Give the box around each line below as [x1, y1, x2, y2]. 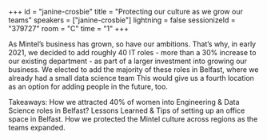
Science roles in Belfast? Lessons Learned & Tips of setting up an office [8, 106, 245, 115]
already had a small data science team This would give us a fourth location [8, 74, 254, 82]
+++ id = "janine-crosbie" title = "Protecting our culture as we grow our [8, 7, 244, 16]
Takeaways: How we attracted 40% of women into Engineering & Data [8, 98, 240, 106]
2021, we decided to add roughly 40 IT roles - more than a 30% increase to [8, 48, 257, 57]
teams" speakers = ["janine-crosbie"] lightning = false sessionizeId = [8, 15, 236, 25]
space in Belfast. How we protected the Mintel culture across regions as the [8, 114, 258, 123]
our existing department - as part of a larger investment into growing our [8, 56, 248, 66]
